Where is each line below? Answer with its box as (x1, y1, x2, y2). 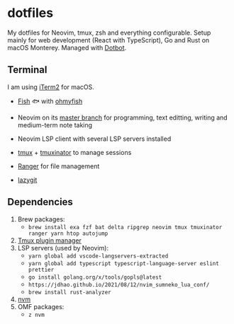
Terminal (7, 64, 48, 76)
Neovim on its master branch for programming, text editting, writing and (17, 113, 228, 122)
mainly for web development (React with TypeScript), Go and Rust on (7, 35, 210, 44)
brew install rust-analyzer (28, 289, 111, 296)
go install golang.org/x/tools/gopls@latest (28, 274, 162, 281)
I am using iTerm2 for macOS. (7, 83, 94, 91)
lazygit (17, 175, 38, 184)
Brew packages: (17, 214, 65, 224)
